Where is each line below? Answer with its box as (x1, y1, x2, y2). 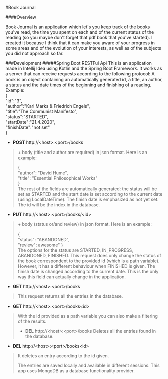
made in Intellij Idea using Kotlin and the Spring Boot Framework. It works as (5, 65, 162, 71)
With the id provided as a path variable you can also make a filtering (17, 313, 158, 319)
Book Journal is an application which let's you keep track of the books (5, 24, 150, 30)
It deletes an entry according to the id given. (17, 353, 109, 359)
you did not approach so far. (5, 50, 64, 56)
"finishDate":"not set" (5, 124, 50, 130)
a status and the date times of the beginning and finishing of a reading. (5, 82, 152, 88)
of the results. (17, 318, 47, 324)
